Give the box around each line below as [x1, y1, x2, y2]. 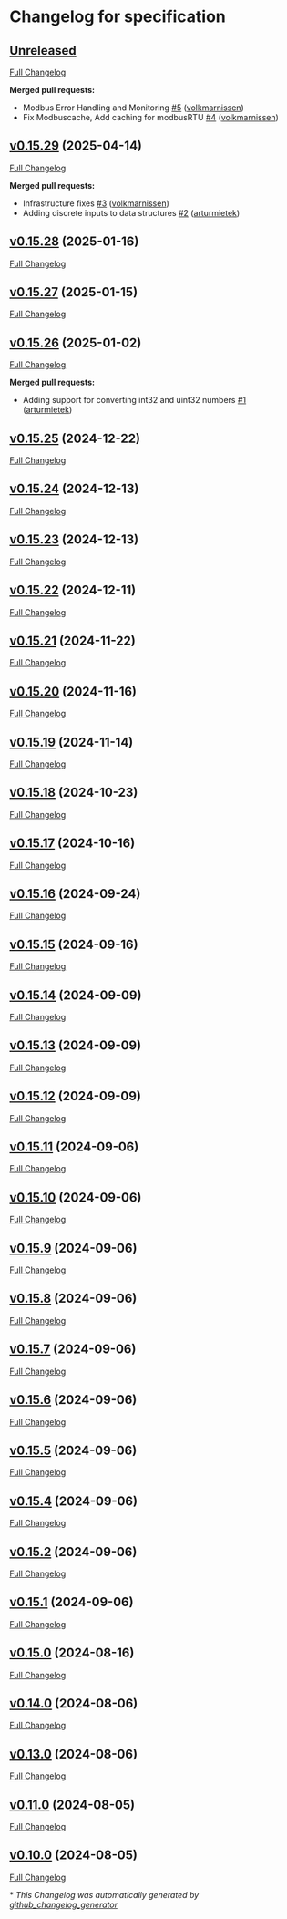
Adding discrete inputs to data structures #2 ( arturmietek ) [22, 207, 241, 218]
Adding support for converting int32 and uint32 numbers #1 [22, 395, 247, 406]
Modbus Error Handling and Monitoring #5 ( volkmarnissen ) [22, 102, 244, 113]
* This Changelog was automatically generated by [9, 1889, 200, 1900]
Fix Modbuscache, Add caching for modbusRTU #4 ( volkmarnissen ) [22, 112, 280, 122]
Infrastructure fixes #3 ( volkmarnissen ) [22, 198, 170, 209]
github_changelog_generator [9, 1899, 118, 1910]
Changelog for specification [9, 6, 226, 27]
